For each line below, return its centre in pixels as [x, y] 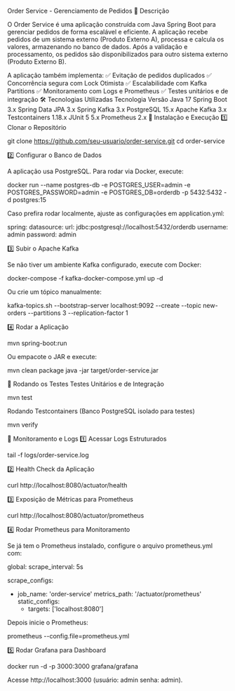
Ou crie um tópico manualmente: [54, 292]
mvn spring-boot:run [37, 343]
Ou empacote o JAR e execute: [52, 357]
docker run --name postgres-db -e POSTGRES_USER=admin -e [99, 185]
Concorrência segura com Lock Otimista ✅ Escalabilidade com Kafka [107, 83]
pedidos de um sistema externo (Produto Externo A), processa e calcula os [116, 39]
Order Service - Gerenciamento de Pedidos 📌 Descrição [88, 11]
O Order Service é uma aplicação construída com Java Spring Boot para [112, 24]
